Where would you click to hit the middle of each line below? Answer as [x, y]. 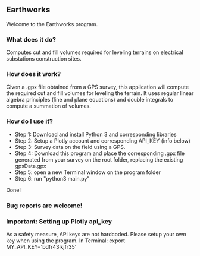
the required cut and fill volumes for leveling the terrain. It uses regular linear [100, 93]
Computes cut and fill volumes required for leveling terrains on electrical [95, 52]
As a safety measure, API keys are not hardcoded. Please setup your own [96, 234]
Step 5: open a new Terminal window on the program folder [87, 172]
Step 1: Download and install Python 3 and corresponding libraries [96, 134]
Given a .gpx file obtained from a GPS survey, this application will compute [98, 87]
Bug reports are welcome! [44, 206]
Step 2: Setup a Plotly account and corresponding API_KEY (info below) [102, 140]
